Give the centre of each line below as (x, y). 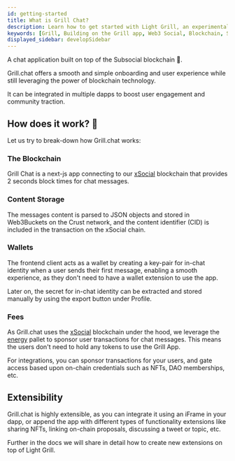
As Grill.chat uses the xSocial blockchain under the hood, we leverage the (114, 332)
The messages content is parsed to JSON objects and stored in (99, 215)
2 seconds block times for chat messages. (68, 181)
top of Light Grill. (31, 450)
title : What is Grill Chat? (48, 20)
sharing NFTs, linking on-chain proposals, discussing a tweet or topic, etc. (114, 429)
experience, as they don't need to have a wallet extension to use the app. (113, 278)
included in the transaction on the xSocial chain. (76, 229)
